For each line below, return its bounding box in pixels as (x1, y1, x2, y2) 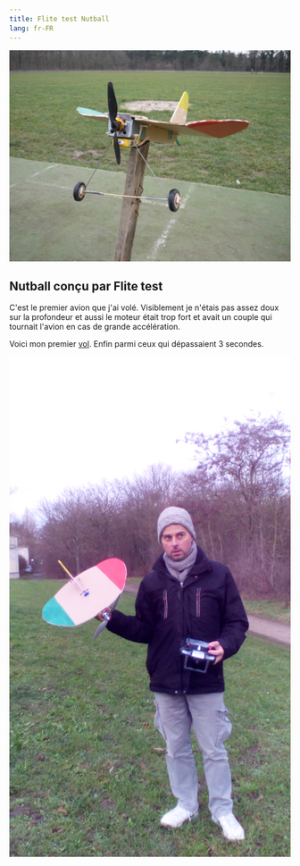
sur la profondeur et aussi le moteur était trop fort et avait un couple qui (9, 312, 272, 323)
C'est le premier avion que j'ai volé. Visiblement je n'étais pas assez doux (9, 302, 279, 313)
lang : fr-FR (9, 23, 54, 33)
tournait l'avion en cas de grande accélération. (9, 322, 181, 332)
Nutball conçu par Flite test (9, 278, 163, 294)
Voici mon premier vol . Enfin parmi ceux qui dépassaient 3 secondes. (9, 339, 264, 349)
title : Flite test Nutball (9, 14, 110, 23)
